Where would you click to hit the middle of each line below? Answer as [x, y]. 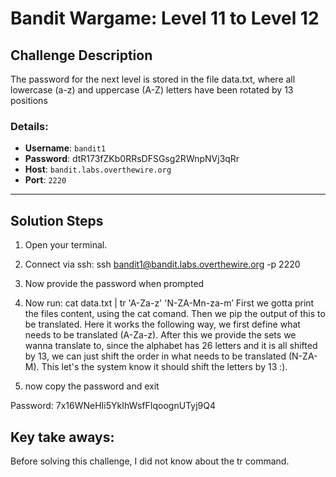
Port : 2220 [45, 180]
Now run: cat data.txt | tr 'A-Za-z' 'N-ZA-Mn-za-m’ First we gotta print [169, 303]
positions [29, 100]
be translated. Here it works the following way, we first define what [162, 324]
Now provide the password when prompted [114, 284]
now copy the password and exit [92, 386]
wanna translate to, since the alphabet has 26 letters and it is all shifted [171, 346]
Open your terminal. [66, 245]
